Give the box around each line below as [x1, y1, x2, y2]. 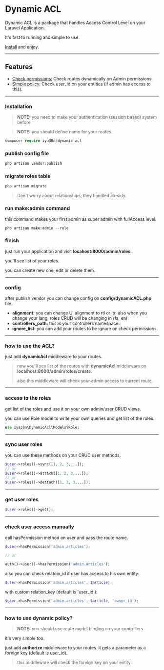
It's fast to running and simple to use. [5, 34, 80, 40]
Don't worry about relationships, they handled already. [17, 193, 127, 199]
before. [17, 119, 32, 126]
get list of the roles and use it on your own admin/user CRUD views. [5, 406, 142, 412]
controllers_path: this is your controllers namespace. [12, 320, 120, 327]
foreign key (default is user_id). [5, 650, 68, 656]
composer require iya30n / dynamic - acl [5, 138, 82, 143]
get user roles [5, 496, 39, 503]
